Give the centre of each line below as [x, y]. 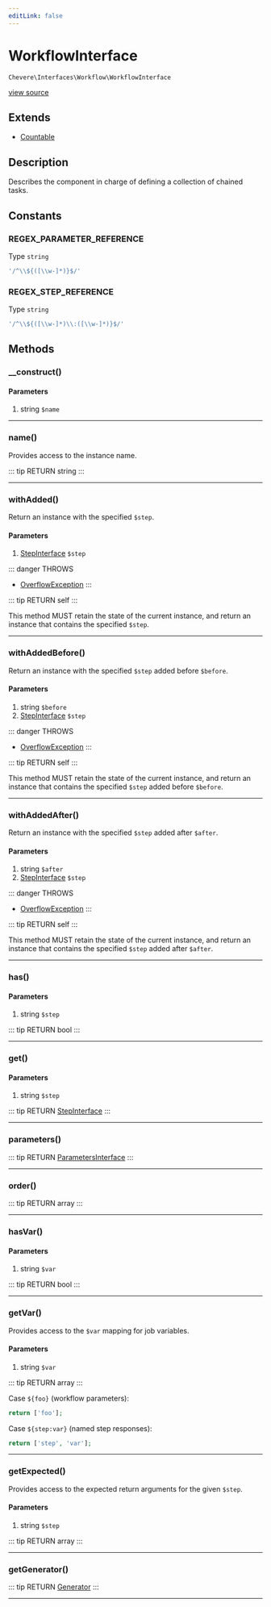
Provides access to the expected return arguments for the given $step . [126, 1488]
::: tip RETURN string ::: [46, 471]
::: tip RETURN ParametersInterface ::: [71, 1157]
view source [29, 92]
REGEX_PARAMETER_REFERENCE [76, 239]
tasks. [19, 190]
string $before [43, 707]
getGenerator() [38, 1569]
